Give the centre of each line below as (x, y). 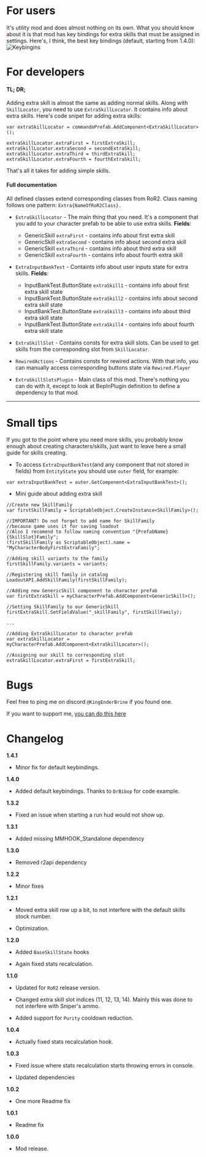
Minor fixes (29, 886)
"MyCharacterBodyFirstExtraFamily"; (53, 548)
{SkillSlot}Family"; (33, 537)
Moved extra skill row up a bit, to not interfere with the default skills (100, 910)
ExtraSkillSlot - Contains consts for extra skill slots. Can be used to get (107, 342)
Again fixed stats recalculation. (54, 964)
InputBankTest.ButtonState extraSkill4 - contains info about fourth (109, 324)
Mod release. (32, 1149)
